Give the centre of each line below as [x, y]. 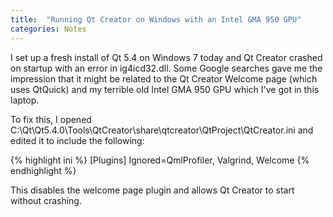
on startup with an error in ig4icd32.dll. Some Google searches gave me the [166, 68]
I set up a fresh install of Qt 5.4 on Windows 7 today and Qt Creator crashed [166, 57]
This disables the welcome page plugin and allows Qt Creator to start [152, 190]
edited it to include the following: [77, 140]
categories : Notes [48, 29]
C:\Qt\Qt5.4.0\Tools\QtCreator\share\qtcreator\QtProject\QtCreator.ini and [162, 130]
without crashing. [46, 200]
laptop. [25, 100]
